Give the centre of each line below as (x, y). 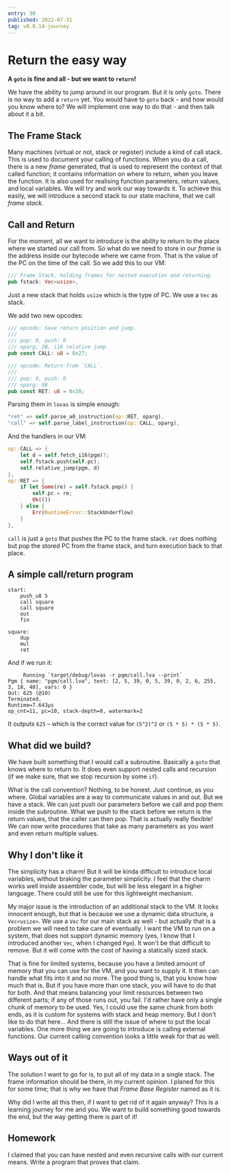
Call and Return (41, 224)
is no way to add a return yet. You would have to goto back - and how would (116, 99)
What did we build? (50, 745)
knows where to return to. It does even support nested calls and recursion (112, 769)
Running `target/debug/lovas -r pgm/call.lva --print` (103, 675)
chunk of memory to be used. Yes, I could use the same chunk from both (111, 1007)
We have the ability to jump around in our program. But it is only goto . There (114, 92)
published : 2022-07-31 (40, 20)
